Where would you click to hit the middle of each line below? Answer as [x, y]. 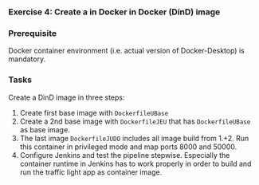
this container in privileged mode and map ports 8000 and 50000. [128, 147]
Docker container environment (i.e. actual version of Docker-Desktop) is [126, 51]
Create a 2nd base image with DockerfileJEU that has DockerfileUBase [135, 121]
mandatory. [27, 59]
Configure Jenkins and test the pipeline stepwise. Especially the [125, 155]
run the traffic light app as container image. [91, 172]
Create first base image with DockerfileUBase [94, 112]
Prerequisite [33, 33]
